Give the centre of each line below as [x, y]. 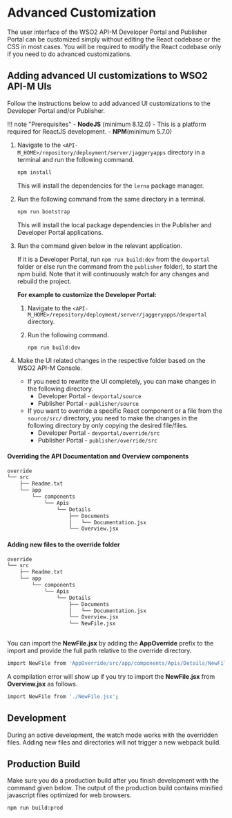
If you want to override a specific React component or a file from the [125, 411]
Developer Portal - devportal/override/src [99, 433]
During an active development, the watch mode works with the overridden [113, 735]
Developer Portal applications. [60, 232]
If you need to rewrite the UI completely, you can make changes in [122, 382]
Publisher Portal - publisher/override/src [97, 441]
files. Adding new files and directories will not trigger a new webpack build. [114, 742]
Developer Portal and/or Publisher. [56, 110]
